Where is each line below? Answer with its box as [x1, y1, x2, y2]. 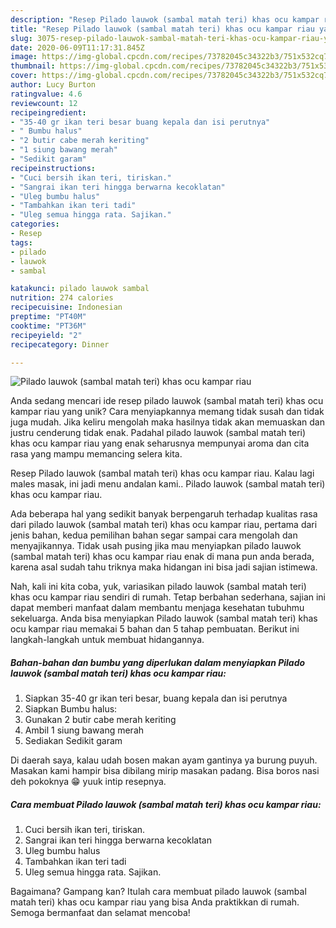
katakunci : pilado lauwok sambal [10, 284, 150, 294]
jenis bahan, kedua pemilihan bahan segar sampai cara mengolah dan [10, 529, 298, 541]
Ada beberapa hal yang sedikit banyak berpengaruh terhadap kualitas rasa [10, 508, 318, 520]
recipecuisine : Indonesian [10, 302, 123, 313]
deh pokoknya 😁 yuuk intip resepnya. [10, 776, 167, 788]
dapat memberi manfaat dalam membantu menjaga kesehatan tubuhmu [10, 602, 305, 614]
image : [10, 52, 38, 62]
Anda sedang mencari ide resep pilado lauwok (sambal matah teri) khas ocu [10, 395, 324, 407]
